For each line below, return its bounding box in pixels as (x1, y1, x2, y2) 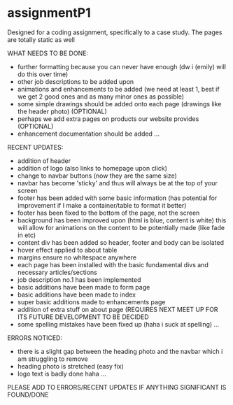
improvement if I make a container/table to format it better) (17, 201, 187, 209)
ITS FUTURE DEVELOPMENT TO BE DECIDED (17, 313, 149, 321)
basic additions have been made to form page (17, 283, 150, 291)
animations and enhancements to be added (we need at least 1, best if (17, 85, 220, 93)
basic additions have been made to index (17, 290, 136, 299)
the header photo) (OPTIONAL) (17, 107, 107, 115)
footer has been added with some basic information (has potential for (17, 194, 218, 202)
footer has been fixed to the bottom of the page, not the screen (17, 208, 200, 217)
